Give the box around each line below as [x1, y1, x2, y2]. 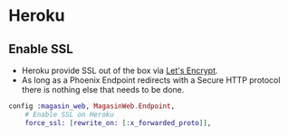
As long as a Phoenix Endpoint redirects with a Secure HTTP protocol [21, 75, 281, 86]
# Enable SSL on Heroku [24, 110, 115, 119]
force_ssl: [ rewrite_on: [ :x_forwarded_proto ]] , [24, 118, 212, 127]
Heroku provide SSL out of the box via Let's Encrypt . [21, 65, 218, 76]
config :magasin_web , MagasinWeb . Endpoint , [8, 102, 176, 111]
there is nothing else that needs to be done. [21, 85, 185, 95]
